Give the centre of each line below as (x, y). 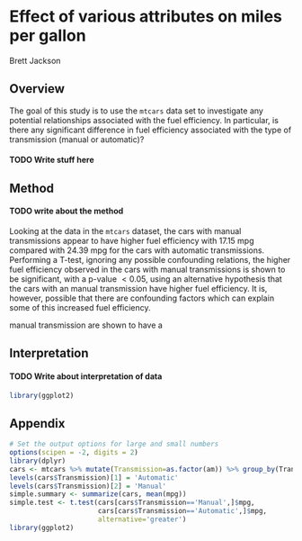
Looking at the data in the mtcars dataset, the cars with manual (125, 230)
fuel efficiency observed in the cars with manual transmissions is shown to (147, 269)
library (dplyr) (38, 461)
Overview (37, 89)
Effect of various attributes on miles (146, 17)
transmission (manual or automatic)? (77, 139)
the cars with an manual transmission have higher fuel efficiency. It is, (138, 288)
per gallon (48, 36)
